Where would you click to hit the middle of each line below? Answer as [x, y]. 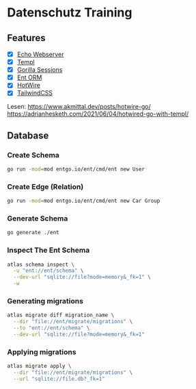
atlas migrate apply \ [39, 366]
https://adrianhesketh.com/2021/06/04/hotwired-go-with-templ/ [98, 114]
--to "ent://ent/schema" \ [52, 328]
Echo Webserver [40, 54]
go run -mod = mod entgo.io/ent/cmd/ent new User [76, 169]
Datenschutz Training [70, 13]
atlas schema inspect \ [41, 264]
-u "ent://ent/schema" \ [48, 271]
